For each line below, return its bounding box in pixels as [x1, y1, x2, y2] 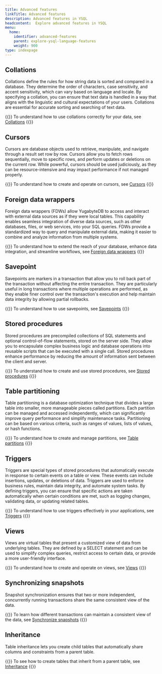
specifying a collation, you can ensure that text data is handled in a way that [5, 94, 157, 100]
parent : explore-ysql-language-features [14, 39, 96, 44]
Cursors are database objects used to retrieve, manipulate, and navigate [5, 146, 149, 152]
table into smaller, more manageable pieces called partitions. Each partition [5, 405, 155, 411]
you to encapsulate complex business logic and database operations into [5, 343, 151, 349]
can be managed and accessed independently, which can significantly [5, 410, 146, 416]
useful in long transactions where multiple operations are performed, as [5, 286, 148, 292]
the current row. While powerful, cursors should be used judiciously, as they [5, 161, 157, 168]
